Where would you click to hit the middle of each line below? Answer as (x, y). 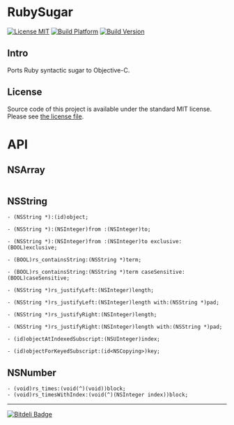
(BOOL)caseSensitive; (39, 278)
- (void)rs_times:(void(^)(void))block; (67, 389)
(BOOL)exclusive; (32, 248)
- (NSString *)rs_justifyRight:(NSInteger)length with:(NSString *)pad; (115, 327)
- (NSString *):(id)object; (48, 217)
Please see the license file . (46, 116)
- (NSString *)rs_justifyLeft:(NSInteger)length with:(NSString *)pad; (113, 303)
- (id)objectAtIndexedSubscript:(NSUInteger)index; (84, 339)
